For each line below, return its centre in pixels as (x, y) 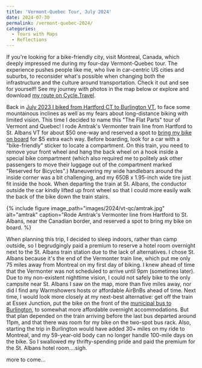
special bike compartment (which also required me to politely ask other (94, 158)
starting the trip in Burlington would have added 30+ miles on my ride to (96, 329)
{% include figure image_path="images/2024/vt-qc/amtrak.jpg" (86, 208)
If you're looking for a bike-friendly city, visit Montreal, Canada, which (93, 57)
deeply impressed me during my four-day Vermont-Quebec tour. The (92, 63)
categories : (21, 29)
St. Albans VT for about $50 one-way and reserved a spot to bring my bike (99, 133)
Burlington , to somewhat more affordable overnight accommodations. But (97, 310)
